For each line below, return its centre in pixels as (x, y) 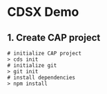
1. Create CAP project (54, 38)
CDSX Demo (43, 12)
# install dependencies (41, 77)
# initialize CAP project (44, 53)
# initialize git (32, 66)
